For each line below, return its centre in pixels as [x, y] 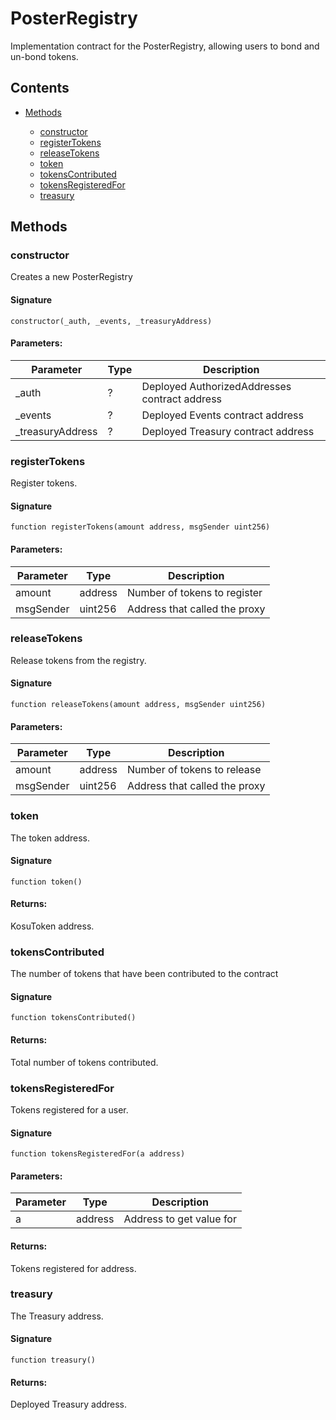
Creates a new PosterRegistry [71, 277]
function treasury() [53, 1360]
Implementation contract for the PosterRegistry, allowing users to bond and [165, 46]
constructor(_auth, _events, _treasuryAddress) [111, 321]
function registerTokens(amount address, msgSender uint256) [140, 527]
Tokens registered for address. [73, 1268]
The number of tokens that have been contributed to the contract [144, 974]
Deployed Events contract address [222, 415]
